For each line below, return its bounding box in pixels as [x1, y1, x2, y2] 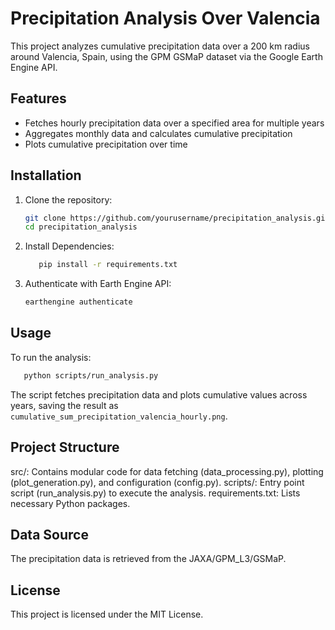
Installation [10, 167, 82, 184]
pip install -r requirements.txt [38, 260, 178, 270]
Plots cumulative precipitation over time [24, 138, 188, 150]
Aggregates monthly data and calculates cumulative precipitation [24, 127, 293, 139]
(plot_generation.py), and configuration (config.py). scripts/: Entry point [10, 476, 305, 488]
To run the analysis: [10, 351, 92, 363]
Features [10, 90, 67, 107]
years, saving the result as [10, 399, 119, 411]
